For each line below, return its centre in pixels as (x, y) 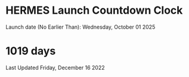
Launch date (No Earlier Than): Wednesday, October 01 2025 (80, 27)
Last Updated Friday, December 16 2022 (55, 67)
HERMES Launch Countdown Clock (94, 10)
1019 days (31, 51)
